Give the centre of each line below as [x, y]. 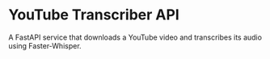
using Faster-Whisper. [45, 45]
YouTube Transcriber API [94, 15]
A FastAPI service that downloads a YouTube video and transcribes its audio [135, 37]
